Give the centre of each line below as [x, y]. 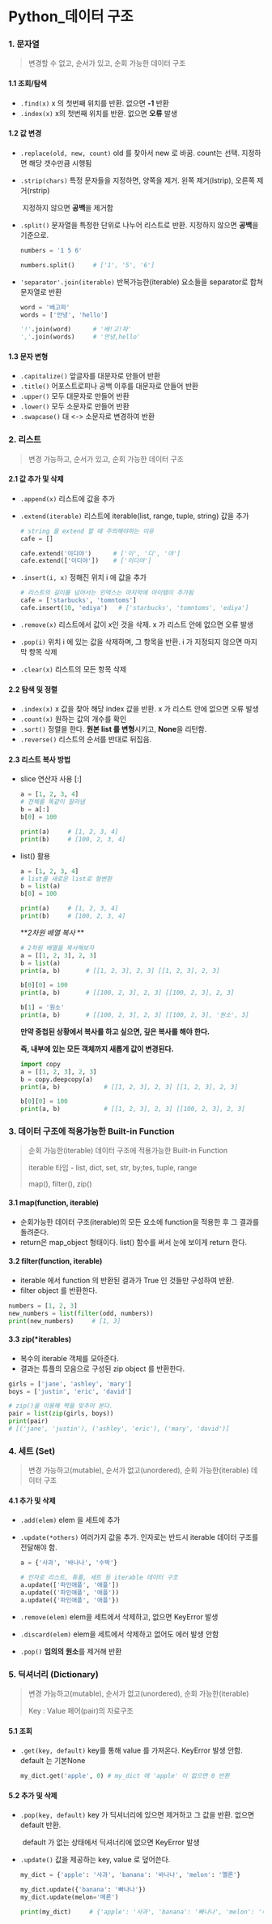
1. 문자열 [24, 44]
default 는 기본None [53, 1761]
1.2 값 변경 [25, 133]
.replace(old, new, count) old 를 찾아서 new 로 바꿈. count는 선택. [130, 153]
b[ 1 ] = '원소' [42, 1008]
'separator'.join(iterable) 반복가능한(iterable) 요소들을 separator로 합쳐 [142, 282]
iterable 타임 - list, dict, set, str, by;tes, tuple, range [113, 1168]
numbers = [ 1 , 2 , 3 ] [43, 1306]
